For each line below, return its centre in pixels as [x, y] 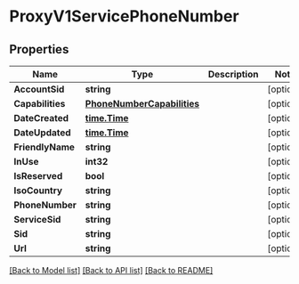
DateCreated [41, 118]
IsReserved [38, 176]
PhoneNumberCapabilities [142, 104]
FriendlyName [44, 147]
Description [233, 74]
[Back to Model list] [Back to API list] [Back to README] [111, 270]
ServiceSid [37, 219]
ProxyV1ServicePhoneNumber [124, 16]
